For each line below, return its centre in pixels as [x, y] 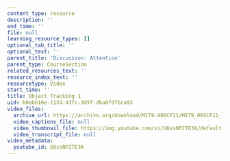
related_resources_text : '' [47, 71]
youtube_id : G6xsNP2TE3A [49, 147]
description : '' [30, 20]
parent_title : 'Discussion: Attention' [64, 58]
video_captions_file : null [52, 122]
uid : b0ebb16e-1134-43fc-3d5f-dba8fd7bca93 [70, 103]
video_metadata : [30, 141]
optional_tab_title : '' [41, 45]
